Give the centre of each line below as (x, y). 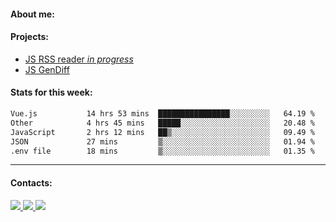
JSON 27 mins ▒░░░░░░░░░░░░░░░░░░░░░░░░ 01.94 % (162, 141)
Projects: (29, 37)
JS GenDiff (47, 69)
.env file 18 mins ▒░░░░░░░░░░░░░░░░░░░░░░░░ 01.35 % (162, 151)
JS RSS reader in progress (79, 59)
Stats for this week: (51, 92)
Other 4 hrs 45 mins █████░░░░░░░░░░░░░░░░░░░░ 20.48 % (162, 123)
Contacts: (31, 182)
